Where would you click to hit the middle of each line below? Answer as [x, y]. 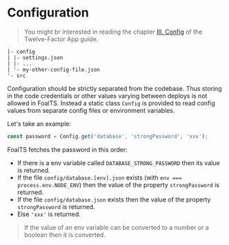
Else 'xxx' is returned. [49, 214]
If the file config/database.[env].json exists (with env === [99, 178]
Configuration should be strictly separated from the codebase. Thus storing [114, 88]
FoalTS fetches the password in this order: [67, 149]
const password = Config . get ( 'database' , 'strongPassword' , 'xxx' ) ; [108, 136]
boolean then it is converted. [64, 235]
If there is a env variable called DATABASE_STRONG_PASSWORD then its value [118, 162]
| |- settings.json [35, 57]
